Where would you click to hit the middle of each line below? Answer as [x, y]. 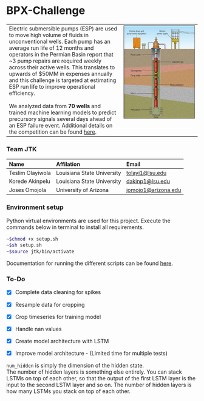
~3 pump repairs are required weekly [55, 61]
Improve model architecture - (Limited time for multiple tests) [91, 353]
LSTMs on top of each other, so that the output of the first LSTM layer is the [101, 378]
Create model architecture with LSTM [62, 341]
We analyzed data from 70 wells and [55, 106]
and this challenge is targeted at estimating [63, 80]
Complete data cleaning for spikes [58, 292]
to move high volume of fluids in [49, 35]
